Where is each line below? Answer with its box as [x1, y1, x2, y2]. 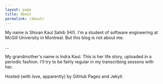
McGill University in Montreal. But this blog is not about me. [5, 35, 124, 41]
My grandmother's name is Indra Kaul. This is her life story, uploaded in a [5, 54, 152, 60]
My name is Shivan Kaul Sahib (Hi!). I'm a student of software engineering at [5, 30, 158, 36]
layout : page [5, 7, 32, 12]
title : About [5, 12, 32, 17]
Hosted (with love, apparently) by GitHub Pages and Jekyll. [5, 74, 124, 80]
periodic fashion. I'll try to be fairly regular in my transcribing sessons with [5, 59, 154, 65]
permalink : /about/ [5, 16, 45, 21]
